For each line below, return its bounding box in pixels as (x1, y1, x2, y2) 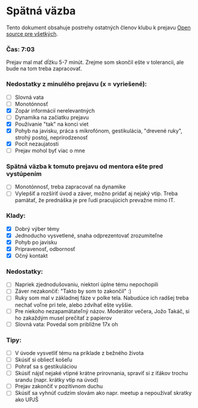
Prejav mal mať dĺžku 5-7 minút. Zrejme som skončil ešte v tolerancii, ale (6, 58, 184, 66)
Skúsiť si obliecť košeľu (14, 356, 73, 363)
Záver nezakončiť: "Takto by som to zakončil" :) (14, 288, 132, 295)
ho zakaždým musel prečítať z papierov (14, 314, 112, 322)
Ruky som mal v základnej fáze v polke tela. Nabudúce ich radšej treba (14, 294, 189, 302)
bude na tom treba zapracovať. (6, 65, 82, 72)
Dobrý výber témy (14, 225, 60, 232)
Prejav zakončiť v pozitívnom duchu (14, 383, 103, 390)
